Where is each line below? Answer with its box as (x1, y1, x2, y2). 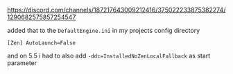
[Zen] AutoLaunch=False (7, 40, 76, 47)
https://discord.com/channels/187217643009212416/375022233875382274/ (7, 6, 226, 14)
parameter (7, 59, 37, 67)
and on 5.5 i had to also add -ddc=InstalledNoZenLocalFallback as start (7, 51, 211, 60)
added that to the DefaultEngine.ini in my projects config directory (7, 27, 200, 34)
